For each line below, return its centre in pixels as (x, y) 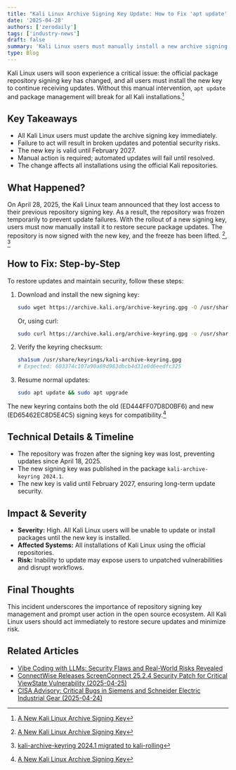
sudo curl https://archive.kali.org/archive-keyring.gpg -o (107, 334)
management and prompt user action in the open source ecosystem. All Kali (117, 614)
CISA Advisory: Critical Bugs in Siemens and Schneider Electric (109, 691)
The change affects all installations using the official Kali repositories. (118, 165)
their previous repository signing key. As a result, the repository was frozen (116, 212)
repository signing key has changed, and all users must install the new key (115, 80)
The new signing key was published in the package (92, 469)
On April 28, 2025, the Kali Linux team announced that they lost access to (114, 205)
